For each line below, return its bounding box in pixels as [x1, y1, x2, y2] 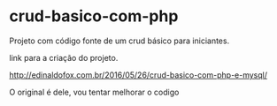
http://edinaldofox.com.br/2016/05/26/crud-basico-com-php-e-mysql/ [9, 69, 268, 80]
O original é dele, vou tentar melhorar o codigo [9, 87, 180, 97]
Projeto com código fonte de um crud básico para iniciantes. [9, 35, 230, 46]
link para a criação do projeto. [9, 52, 119, 63]
